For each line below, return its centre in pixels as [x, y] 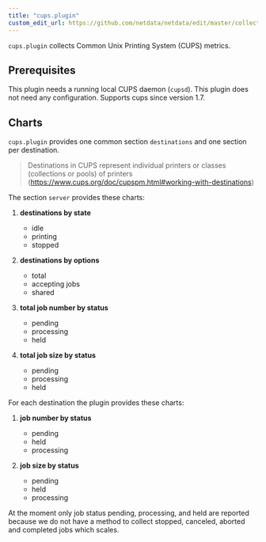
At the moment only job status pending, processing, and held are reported [129, 513]
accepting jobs [56, 284]
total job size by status [58, 355]
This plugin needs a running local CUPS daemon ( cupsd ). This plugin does [129, 89]
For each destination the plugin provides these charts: [96, 403]
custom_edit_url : [37, 23]
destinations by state [55, 213]
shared [43, 293]
